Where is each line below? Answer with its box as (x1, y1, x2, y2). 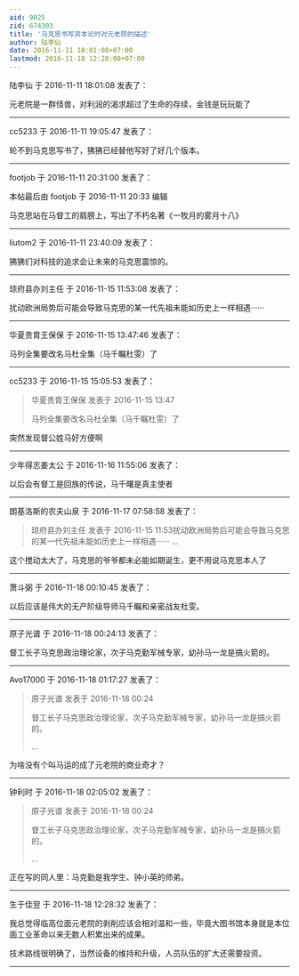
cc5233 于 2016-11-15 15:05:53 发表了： (9, 375, 156, 386)
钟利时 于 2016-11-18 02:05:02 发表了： (9, 786, 154, 797)
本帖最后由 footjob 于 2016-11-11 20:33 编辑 (9, 191, 168, 201)
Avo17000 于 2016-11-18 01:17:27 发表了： (9, 674, 162, 685)
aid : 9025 (9, 12, 46, 22)
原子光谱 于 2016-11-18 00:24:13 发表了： (9, 628, 160, 639)
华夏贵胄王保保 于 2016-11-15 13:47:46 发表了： (9, 330, 182, 340)
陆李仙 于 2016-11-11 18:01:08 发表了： (9, 80, 149, 90)
